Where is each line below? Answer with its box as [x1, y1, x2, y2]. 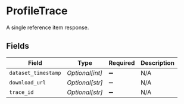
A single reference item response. [6, 24, 89, 31]
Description [141, 58, 174, 67]
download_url [9, 79, 46, 86]
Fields [6, 41, 30, 51]
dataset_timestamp [9, 70, 61, 76]
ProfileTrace [6, 4, 68, 18]
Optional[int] [67, 68, 103, 77]
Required [108, 58, 135, 67]
